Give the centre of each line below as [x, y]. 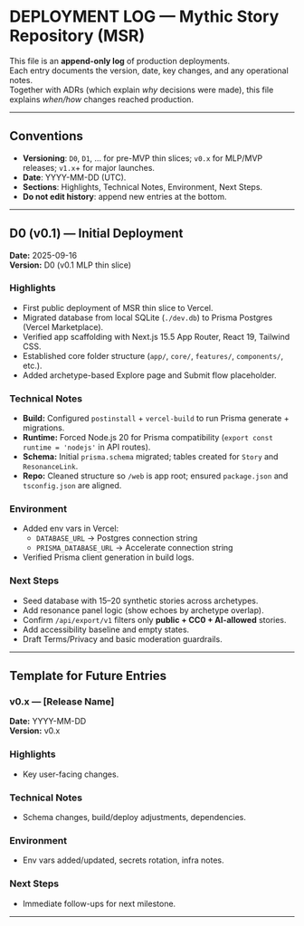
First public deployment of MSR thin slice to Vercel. [118, 307]
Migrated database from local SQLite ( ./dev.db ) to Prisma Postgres [147, 317]
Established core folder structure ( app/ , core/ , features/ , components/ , [153, 355]
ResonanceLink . [50, 467]
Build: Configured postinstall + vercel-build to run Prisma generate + [156, 419]
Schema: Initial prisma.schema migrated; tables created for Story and [150, 457]
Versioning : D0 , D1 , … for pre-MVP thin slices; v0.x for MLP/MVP [142, 158]
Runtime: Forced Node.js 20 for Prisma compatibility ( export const [147, 438]
